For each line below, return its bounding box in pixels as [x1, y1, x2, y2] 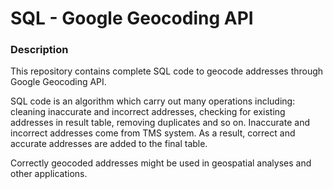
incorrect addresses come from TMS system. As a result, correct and [10, 127, 296, 139]
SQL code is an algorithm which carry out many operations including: [10, 95, 296, 107]
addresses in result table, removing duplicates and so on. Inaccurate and [10, 117, 310, 129]
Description [10, 43, 69, 57]
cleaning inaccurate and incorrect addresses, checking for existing [10, 106, 286, 118]
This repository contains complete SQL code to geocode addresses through [10, 65, 324, 77]
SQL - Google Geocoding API [10, 7, 254, 30]
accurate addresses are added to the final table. [10, 138, 208, 150]
